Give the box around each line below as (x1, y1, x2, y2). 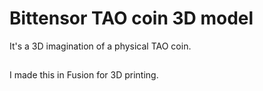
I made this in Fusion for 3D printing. (9, 69, 159, 81)
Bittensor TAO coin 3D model (9, 7, 254, 30)
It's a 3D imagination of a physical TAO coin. (9, 40, 192, 52)
